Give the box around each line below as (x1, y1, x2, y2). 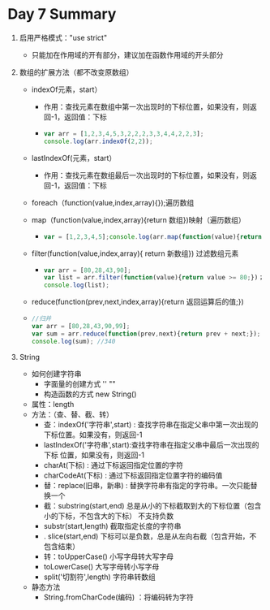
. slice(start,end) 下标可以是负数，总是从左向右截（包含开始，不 (43, 531, 257, 541)
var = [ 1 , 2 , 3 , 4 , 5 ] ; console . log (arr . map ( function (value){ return (43, 232, 263, 240)
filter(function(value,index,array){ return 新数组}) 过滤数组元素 (31, 249, 239, 258)
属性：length (31, 399, 75, 409)
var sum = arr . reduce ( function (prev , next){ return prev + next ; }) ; (31, 330, 261, 338)
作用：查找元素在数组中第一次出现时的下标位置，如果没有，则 (43, 102, 251, 111)
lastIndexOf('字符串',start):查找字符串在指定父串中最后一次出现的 (43, 439, 260, 449)
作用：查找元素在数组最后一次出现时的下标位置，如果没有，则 (43, 170, 251, 180)
